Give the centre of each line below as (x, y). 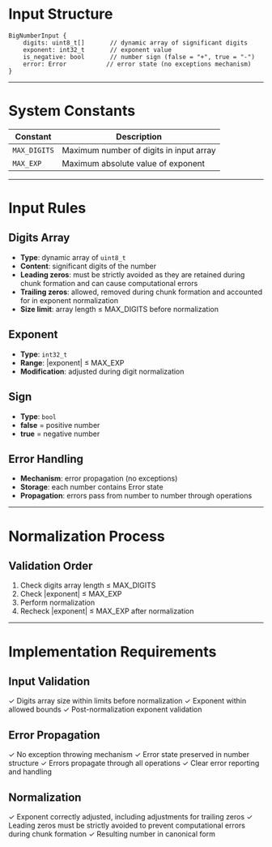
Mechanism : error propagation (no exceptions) (99, 478)
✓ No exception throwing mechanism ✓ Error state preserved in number (129, 755)
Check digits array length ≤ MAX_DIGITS (88, 585)
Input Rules (47, 208)
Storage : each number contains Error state (91, 487)
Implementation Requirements (113, 651)
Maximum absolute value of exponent (133, 163)
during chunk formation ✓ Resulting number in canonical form (112, 834)
